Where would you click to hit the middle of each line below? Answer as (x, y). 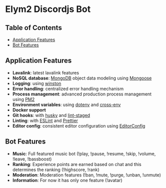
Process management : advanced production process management (82, 94)
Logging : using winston (37, 83)
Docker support (29, 110)
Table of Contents (34, 28)
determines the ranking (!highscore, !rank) (56, 169)
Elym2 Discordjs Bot (48, 9)
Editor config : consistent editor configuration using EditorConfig (79, 125)
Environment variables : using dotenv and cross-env (66, 104)
